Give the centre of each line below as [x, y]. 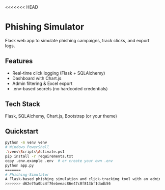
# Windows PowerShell [27, 147]
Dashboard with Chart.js [37, 78]
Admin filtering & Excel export [42, 83]
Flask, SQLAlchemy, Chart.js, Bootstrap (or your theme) [61, 116]
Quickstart [22, 131]
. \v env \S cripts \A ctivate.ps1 [35, 152]
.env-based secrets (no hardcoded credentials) [60, 88]
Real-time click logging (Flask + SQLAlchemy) [59, 73]
